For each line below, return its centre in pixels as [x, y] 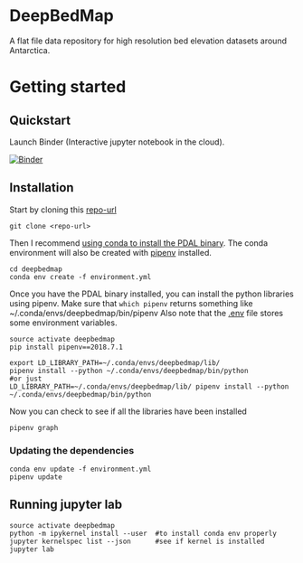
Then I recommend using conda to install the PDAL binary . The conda [139, 243]
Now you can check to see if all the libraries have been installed [128, 411]
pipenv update [36, 477]
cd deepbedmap [36, 269]
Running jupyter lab [66, 505]
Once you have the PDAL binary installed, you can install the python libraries [151, 294]
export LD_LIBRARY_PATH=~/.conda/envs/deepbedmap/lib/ [115, 362]
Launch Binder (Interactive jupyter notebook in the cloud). [117, 142]
